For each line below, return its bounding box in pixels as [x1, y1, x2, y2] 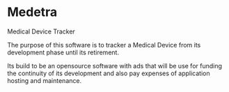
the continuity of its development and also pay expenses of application [7, 69, 210, 77]
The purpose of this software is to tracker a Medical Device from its [7, 40, 201, 49]
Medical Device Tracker [7, 27, 75, 36]
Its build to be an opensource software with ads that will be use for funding [7, 61, 223, 70]
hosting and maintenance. [7, 76, 82, 84]
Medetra [7, 4, 58, 20]
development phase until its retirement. [7, 48, 120, 56]
